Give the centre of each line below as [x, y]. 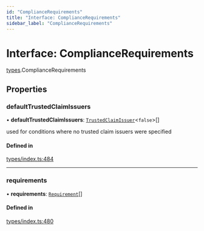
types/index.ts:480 [30, 221]
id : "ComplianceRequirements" [45, 12]
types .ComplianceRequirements [46, 70]
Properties [27, 89]
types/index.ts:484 [30, 159]
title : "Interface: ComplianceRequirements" [63, 18]
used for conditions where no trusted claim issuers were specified [89, 132]
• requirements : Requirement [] [45, 194]
